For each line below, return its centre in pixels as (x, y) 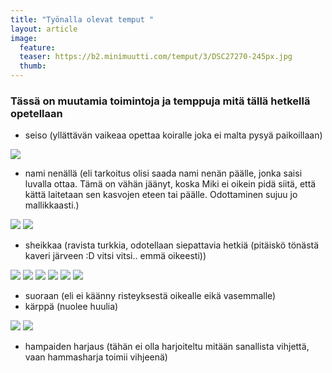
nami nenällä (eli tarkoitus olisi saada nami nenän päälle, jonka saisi (163, 173)
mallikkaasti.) (52, 205)
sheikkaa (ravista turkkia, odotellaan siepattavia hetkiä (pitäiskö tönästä (172, 245)
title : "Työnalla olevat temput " (82, 19)
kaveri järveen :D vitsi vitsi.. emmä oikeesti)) (115, 256)
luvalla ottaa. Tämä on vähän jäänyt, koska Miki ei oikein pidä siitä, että (170, 184)
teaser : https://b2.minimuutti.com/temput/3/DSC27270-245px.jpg (156, 57)
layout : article (44, 29)
